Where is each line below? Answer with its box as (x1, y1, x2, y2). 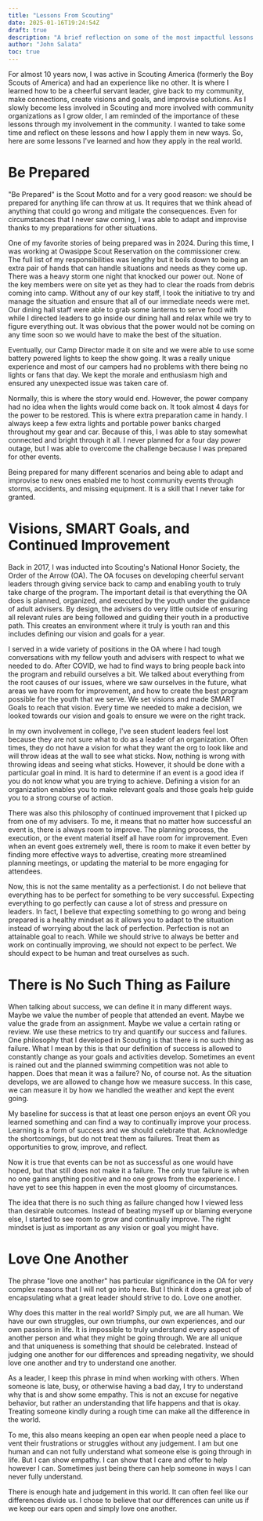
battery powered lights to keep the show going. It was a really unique (8, 353, 231, 363)
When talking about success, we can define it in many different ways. (8, 1001, 232, 1011)
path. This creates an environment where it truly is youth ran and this (8, 621, 230, 630)
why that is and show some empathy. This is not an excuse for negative (8, 1390, 239, 1399)
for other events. (8, 452, 62, 461)
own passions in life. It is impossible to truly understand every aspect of (8, 1324, 240, 1334)
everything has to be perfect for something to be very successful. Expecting (8, 890, 254, 899)
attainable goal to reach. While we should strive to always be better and (8, 932, 239, 941)
